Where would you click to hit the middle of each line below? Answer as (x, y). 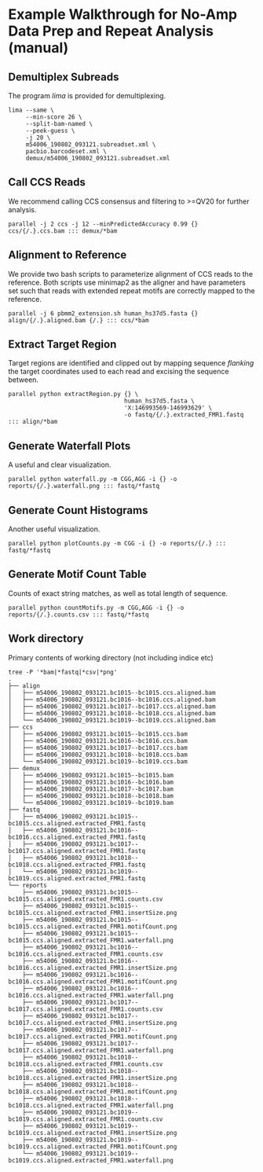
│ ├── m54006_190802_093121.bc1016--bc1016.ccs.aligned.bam (112, 700)
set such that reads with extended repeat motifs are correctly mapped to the (131, 290)
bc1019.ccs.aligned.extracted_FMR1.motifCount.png (93, 1146)
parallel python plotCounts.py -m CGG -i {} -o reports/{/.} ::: (117, 544)
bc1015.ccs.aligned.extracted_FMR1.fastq (77, 823)
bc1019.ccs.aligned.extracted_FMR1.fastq (77, 878)
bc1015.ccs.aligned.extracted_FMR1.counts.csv (86, 899)
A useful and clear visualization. (60, 465)
